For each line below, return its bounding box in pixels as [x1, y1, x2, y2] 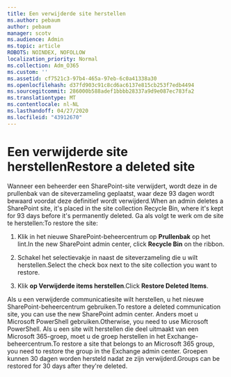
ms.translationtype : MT [7, 95, 77, 102]
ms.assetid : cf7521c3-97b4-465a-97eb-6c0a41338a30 [7, 75, 157, 82]
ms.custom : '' [7, 68, 49, 75]
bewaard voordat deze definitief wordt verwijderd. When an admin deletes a [7, 197, 224, 205]
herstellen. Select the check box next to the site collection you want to [17, 261, 217, 269]
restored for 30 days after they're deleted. [7, 362, 128, 370]
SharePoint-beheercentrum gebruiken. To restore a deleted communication [7, 302, 221, 311]
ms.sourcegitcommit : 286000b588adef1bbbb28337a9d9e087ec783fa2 [7, 88, 195, 95]
